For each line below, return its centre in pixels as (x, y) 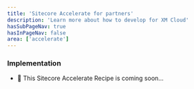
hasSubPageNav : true (37, 26)
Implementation (34, 63)
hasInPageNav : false (37, 33)
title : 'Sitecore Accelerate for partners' (71, 13)
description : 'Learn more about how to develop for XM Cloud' (98, 20)
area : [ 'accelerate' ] (38, 39)
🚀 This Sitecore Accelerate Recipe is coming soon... (90, 78)
